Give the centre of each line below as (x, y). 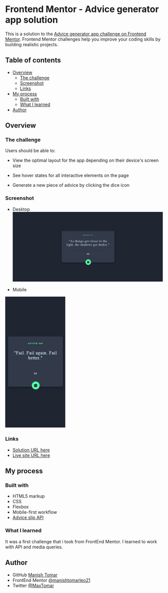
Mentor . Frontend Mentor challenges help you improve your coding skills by (83, 39)
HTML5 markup (28, 496)
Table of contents (33, 61)
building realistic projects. (32, 44)
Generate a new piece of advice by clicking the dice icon (71, 185)
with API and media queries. (34, 547)
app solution (32, 20)
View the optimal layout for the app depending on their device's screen (85, 160)
